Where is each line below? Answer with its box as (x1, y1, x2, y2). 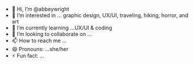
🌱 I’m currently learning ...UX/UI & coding (11, 24, 112, 31)
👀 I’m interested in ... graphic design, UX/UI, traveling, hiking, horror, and (11, 12, 189, 19)
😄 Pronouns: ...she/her (11, 46, 69, 52)
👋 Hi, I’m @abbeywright (11, 6, 69, 12)
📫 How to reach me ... (11, 37, 67, 44)
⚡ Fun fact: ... (11, 52, 44, 59)
